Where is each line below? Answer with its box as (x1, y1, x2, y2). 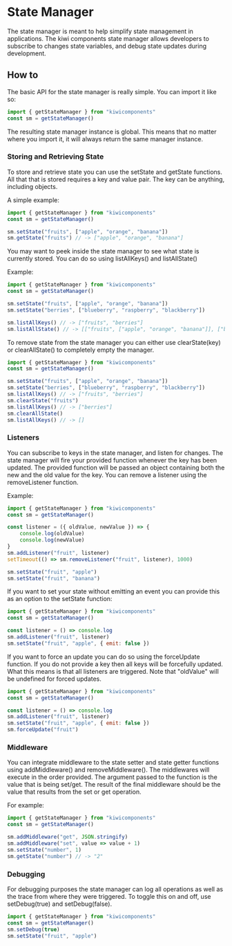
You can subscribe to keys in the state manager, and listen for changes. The (7, 448, 223, 457)
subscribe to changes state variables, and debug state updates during (7, 42, 207, 50)
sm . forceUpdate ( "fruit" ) (7, 726, 79, 733)
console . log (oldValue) (19, 530, 85, 537)
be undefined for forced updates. (7, 675, 102, 683)
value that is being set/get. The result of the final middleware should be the (7, 780, 221, 789)
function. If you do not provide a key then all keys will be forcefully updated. (7, 659, 223, 668)
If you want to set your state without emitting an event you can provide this (7, 587, 220, 596)
